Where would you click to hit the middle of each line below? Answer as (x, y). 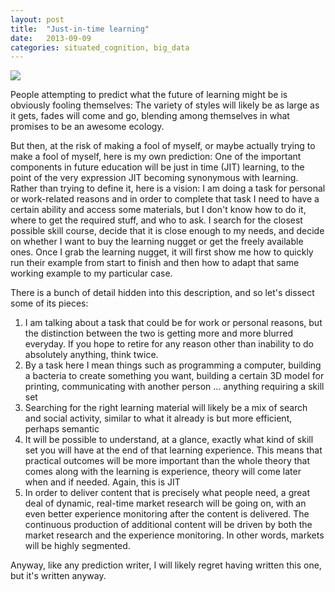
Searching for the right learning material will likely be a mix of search (166, 408)
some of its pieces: (49, 303)
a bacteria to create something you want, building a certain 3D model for (174, 376)
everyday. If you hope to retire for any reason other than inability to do (169, 344)
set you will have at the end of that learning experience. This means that (173, 450)
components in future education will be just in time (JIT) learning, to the (157, 167)
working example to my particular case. (91, 273)
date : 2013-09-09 (51, 38)
